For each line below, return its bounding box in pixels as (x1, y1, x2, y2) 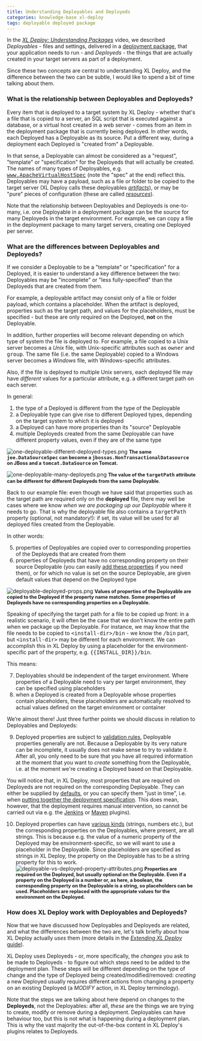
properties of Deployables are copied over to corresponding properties (15, 544, 191, 551)
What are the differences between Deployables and (7, 242, 160, 251)
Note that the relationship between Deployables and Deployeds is (7, 202, 168, 209)
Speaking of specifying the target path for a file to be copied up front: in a (7, 610, 189, 617)
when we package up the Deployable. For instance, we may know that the (7, 623, 189, 630)
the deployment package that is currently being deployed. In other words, (7, 127, 188, 135)
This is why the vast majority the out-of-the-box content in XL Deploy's (7, 1021, 183, 1029)
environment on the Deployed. (15, 893, 86, 900)
